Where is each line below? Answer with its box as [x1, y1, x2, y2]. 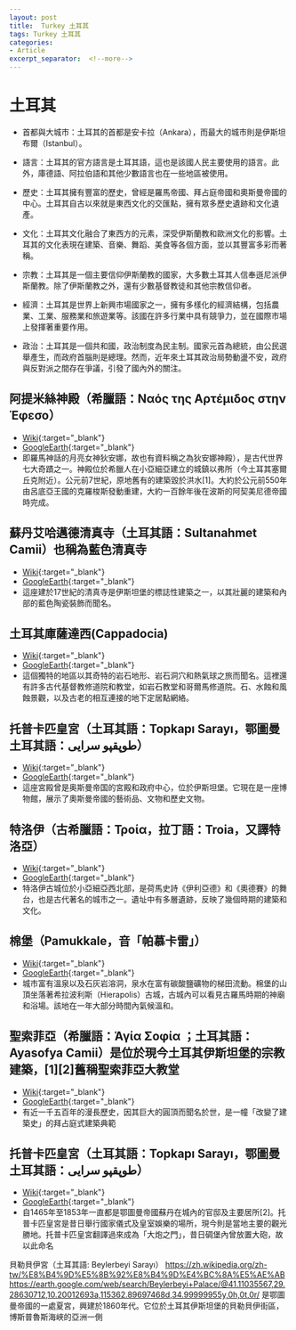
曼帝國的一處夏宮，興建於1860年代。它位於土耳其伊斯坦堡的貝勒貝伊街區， [9, 1301, 284, 1311]
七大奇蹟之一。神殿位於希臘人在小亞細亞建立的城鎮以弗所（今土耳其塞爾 [21, 463, 287, 474]
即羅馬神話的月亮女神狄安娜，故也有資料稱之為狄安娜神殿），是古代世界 [21, 452, 284, 463]
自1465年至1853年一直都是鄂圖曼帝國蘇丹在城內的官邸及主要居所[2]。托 [21, 1207, 286, 1218]
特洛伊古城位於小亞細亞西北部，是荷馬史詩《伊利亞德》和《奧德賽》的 [21, 883, 280, 893]
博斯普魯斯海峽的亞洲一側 [9, 1311, 103, 1323]
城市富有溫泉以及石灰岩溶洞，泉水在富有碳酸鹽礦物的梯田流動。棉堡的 [21, 977, 280, 989]
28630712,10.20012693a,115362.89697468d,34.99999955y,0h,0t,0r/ [9, 1289, 260, 1301]
